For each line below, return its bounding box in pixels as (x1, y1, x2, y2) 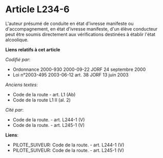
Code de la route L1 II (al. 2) (12, 97, 71, 103)
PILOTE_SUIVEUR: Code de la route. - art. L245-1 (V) (12, 147, 125, 153)
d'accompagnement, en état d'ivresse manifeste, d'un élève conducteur (5, 25, 158, 32)
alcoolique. (5, 37, 29, 43)
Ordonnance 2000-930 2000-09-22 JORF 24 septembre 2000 (12, 66, 146, 72)
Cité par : (5, 107, 24, 113)
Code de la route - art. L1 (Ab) (12, 91, 76, 97)
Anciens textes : (5, 82, 38, 88)
